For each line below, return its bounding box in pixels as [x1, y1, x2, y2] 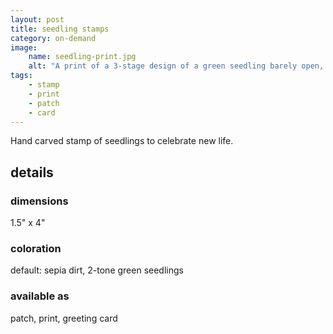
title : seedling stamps [10, 24, 110, 34]
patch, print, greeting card [10, 312, 118, 324]
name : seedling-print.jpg [28, 52, 137, 62]
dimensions [10, 194, 69, 208]
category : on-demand [10, 33, 97, 43]
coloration [10, 241, 62, 255]
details [10, 164, 54, 181]
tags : [10, 71, 33, 81]
